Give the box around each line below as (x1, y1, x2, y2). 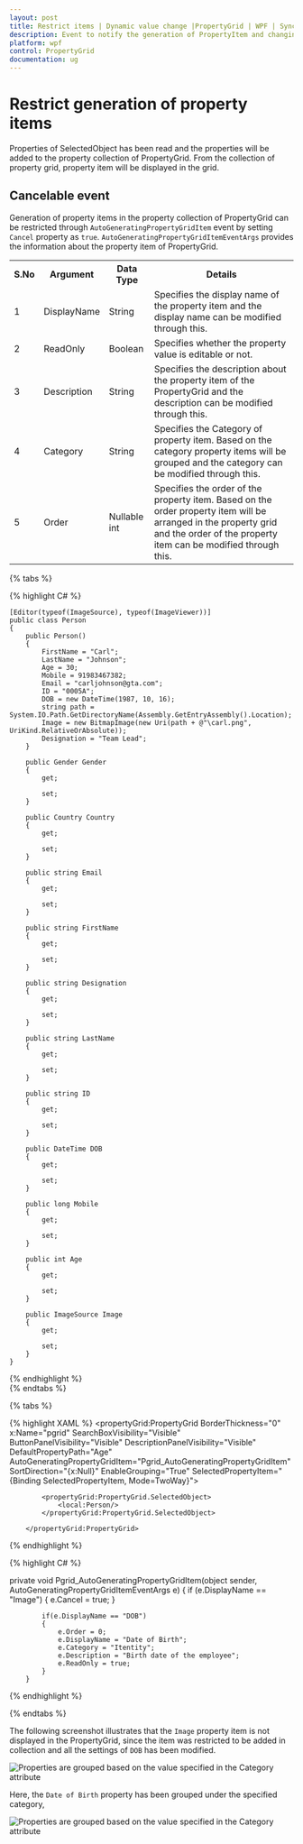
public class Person (9, 615, 87, 625)
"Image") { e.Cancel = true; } (9, 1593, 115, 1605)
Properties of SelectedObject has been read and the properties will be (9, 142, 270, 153)
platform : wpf (9, 38, 63, 48)
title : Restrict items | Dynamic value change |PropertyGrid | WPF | (9, 22, 277, 31)
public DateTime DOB (25, 1144, 103, 1153)
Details (206, 268, 237, 280)
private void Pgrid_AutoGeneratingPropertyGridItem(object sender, (9, 1574, 258, 1585)
